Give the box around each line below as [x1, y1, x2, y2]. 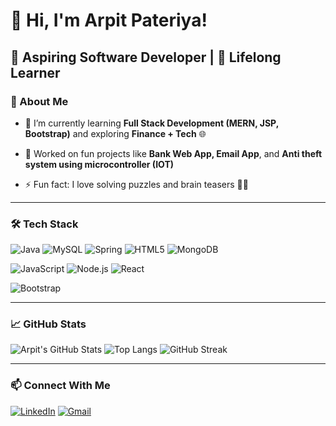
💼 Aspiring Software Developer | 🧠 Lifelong [10, 49, 282, 66]
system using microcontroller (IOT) [24, 158, 175, 170]
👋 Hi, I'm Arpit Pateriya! [10, 9, 208, 32]
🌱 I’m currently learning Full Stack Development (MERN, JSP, [24, 117, 279, 129]
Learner [10, 64, 61, 81]
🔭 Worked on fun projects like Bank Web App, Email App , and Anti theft [24, 147, 323, 159]
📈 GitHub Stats [10, 317, 87, 331]
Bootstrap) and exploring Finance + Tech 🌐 [24, 127, 207, 139]
